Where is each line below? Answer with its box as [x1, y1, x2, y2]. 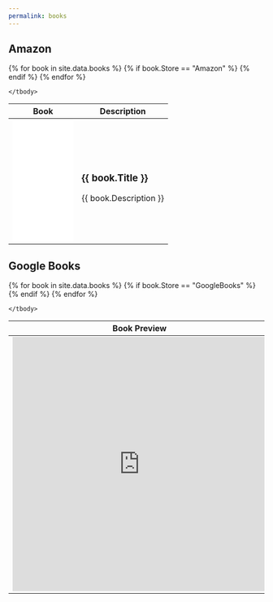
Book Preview [112, 323, 167, 334]
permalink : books [8, 11, 67, 20]
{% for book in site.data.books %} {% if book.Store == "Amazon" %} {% [8, 63, 250, 73]
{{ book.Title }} [81, 172, 149, 184]
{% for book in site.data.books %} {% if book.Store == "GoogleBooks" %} [8, 281, 256, 290]
